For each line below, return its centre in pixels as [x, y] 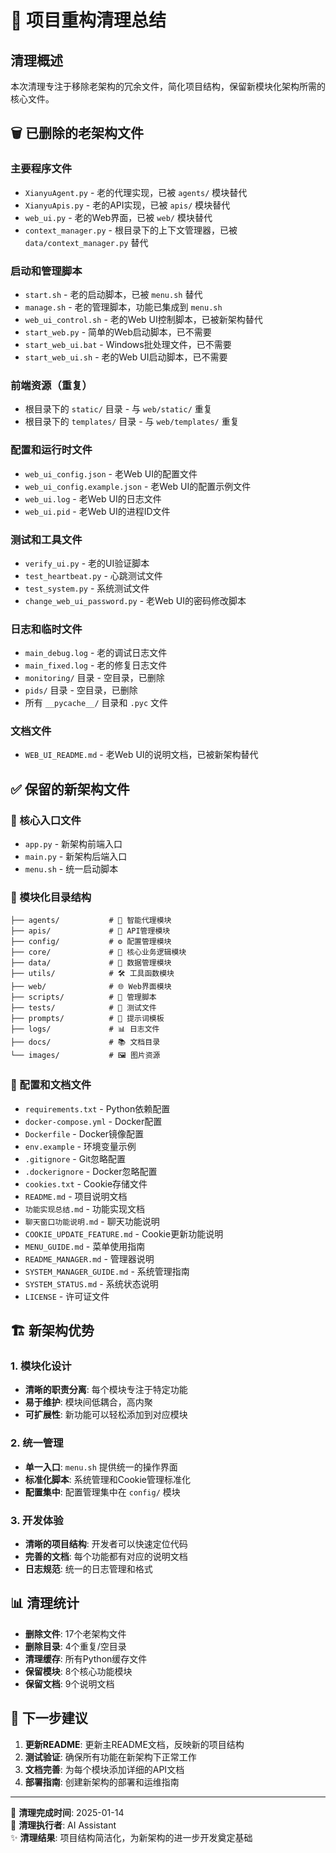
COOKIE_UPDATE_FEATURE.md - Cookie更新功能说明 [124, 1233]
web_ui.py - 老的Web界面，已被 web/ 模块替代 [118, 217]
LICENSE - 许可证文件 [67, 1296]
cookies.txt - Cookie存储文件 [86, 1183]
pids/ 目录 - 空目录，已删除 [81, 690]
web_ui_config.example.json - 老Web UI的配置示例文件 [138, 486]
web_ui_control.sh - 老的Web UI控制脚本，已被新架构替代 [143, 319]
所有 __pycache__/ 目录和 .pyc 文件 [96, 703]
